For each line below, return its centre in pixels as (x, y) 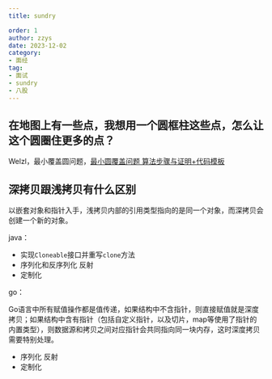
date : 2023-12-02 (38, 45)
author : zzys (30, 38)
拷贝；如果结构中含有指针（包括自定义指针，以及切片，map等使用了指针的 (133, 319)
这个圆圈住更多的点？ (62, 140)
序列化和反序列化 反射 (57, 265)
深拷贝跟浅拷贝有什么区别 (72, 189)
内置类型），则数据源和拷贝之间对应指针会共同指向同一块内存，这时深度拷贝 (134, 330)
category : (25, 53)
